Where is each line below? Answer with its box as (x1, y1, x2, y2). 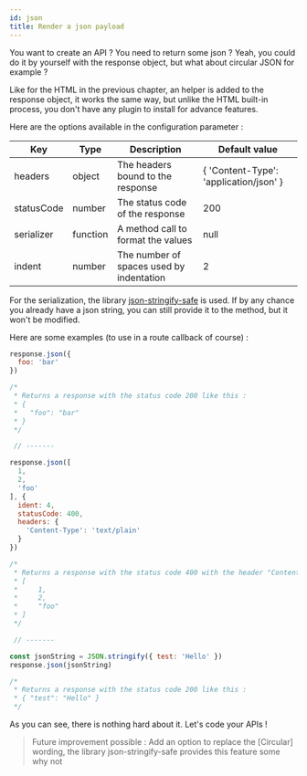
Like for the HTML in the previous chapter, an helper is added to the (9, 84, 265, 95)
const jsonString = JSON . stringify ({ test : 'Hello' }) (9, 652, 223, 661)
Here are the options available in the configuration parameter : (9, 121, 244, 132)
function (72, 227, 109, 240)
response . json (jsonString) (9, 660, 112, 669)
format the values (117, 234, 193, 246)
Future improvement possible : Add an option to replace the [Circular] (31, 737, 294, 747)
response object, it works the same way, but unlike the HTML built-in (9, 93, 269, 105)
